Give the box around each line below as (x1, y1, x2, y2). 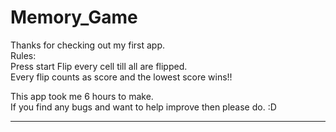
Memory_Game (10, 6, 138, 29)
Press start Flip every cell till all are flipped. (10, 60, 188, 72)
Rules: (10, 49, 37, 61)
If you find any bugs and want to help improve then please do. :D (10, 101, 277, 113)
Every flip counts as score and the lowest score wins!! (10, 71, 233, 83)
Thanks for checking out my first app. (10, 39, 165, 51)
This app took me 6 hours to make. (10, 90, 154, 102)
